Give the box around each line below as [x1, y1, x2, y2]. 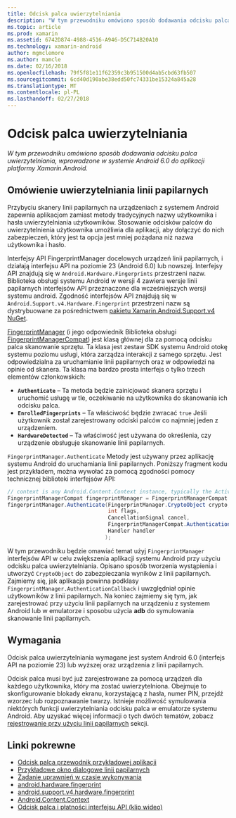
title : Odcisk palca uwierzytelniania [7, 10, 121, 18]
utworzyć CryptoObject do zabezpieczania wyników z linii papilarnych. [7, 569, 211, 577]
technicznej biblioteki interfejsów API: [7, 474, 116, 483]
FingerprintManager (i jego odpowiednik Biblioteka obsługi [7, 327, 177, 336]
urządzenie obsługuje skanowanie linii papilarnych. [17, 438, 165, 447]
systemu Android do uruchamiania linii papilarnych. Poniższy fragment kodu [7, 459, 228, 468]
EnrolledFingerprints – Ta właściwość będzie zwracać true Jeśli [17, 408, 207, 417]
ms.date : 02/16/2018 [7, 63, 68, 70]
